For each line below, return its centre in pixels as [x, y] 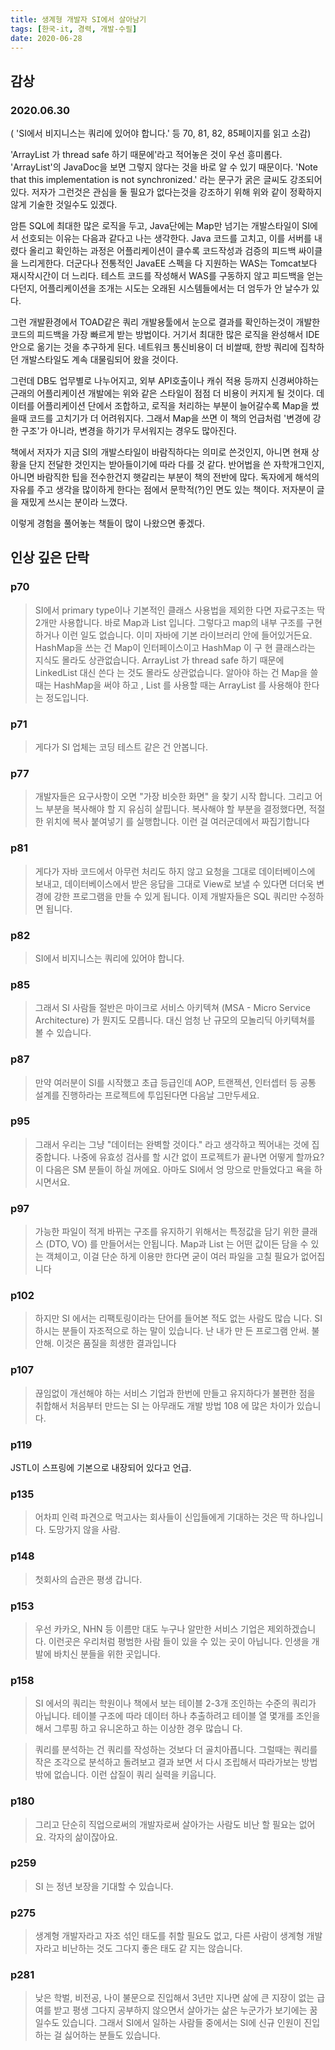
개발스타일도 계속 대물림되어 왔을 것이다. [99, 360]
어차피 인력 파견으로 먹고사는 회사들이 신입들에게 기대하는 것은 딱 [161, 1517]
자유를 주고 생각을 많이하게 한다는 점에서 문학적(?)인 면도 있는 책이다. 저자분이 [162, 490]
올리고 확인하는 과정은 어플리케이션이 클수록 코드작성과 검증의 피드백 [162, 251]
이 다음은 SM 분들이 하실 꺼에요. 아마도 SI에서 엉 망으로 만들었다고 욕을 [173, 1169]
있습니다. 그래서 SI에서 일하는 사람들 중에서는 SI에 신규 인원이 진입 [191, 2023]
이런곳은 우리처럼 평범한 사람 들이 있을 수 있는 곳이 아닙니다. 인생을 [179, 1641]
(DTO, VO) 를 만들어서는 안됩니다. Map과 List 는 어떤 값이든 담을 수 [177, 1244]
